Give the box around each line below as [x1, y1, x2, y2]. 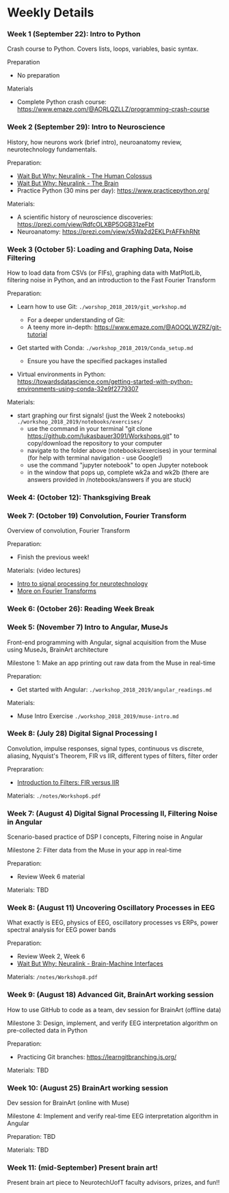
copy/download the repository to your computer [27, 439, 163, 447]
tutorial [27, 330, 48, 339]
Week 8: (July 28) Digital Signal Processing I [7, 728, 157, 738]
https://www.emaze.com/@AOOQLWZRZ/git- [94, 323, 222, 332]
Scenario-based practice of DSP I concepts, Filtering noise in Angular [7, 833, 203, 841]
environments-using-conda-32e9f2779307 [16, 385, 139, 393]
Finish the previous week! [16, 553, 90, 561]
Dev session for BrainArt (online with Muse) [7, 1098, 130, 1107]
